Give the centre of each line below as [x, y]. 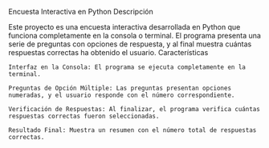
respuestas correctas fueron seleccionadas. [84, 116]
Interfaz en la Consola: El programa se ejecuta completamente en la [127, 67]
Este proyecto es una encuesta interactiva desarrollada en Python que [124, 27]
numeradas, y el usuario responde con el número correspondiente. [122, 95]
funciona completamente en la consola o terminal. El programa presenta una [134, 36]
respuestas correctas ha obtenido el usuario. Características [108, 52]
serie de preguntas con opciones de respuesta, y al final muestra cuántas [130, 44]
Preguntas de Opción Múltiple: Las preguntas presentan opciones [120, 88]
